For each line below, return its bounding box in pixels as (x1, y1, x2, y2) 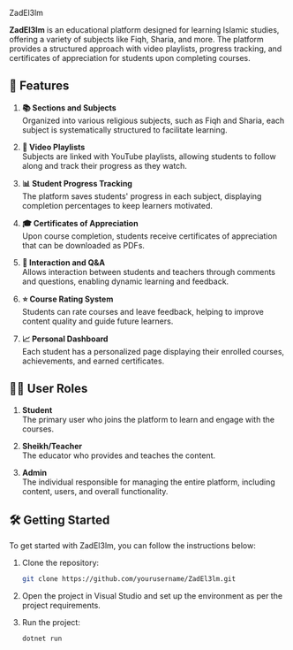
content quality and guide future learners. (21, 316, 174, 326)
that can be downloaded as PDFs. (21, 240, 146, 250)
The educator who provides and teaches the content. (21, 450, 216, 461)
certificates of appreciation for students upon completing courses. (9, 53, 251, 63)
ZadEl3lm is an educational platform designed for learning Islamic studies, (9, 25, 280, 34)
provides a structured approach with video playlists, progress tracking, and (9, 43, 282, 54)
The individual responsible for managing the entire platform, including (21, 477, 275, 487)
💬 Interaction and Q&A (21, 256, 106, 268)
